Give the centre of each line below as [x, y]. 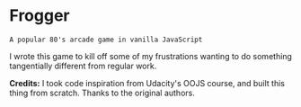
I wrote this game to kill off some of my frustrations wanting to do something [150, 56]
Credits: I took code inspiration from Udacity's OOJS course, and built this [147, 83]
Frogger [40, 16]
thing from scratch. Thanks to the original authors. [102, 93]
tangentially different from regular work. [83, 66]
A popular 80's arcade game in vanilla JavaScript [106, 40]
